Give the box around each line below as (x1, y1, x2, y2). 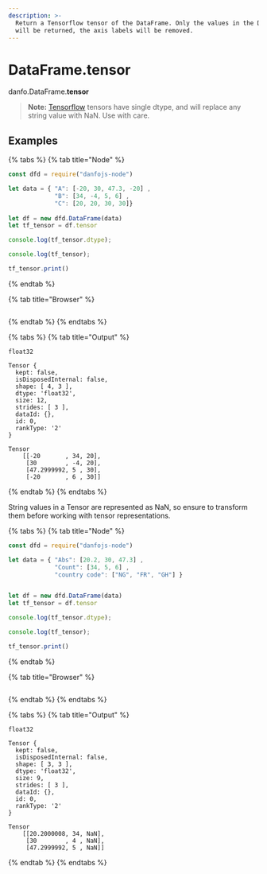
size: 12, (15, 396, 48, 404)
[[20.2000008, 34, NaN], (22, 829, 105, 837)
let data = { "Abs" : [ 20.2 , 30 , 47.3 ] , (8, 556, 145, 564)
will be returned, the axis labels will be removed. (15, 26, 194, 34)
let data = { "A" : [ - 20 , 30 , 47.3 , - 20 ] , (8, 185, 151, 192)
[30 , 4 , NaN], (25, 837, 105, 845)
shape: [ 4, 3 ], (15, 383, 73, 390)
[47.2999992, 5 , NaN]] (25, 844, 105, 852)
